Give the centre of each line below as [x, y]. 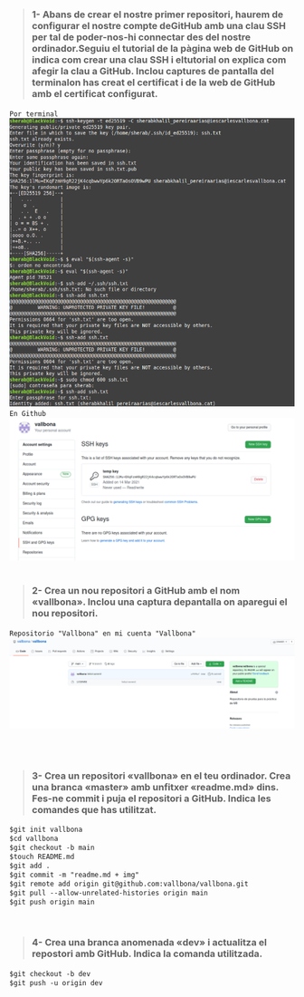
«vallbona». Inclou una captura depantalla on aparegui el [159, 602]
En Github [28, 413]
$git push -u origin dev [56, 982]
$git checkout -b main [52, 848]
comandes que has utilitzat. [94, 809]
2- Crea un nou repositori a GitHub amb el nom [136, 590]
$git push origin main [52, 902]
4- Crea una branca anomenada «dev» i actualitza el [149, 943]
